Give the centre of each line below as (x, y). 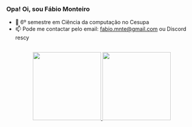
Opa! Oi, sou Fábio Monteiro (48, 9)
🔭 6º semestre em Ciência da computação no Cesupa (82, 22)
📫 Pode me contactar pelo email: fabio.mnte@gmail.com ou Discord (101, 29)
